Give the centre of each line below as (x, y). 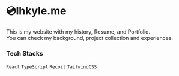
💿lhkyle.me (36, 11)
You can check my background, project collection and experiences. (89, 38)
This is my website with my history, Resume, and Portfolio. (78, 31)
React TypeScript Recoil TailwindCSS (52, 67)
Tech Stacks (25, 53)
